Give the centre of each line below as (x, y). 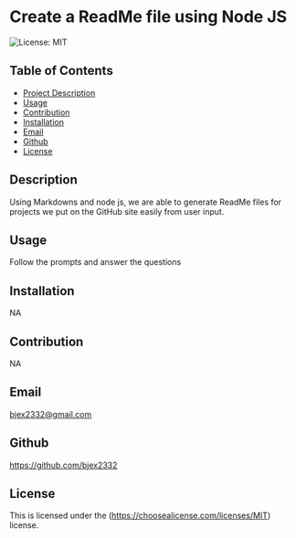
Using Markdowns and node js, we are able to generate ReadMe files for (145, 202)
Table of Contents (62, 71)
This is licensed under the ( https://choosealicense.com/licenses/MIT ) (140, 516)
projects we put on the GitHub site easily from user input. (117, 211)
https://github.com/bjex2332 (63, 465)
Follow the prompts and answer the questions (95, 262)
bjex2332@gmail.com (51, 414)
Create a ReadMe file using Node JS (148, 17)
